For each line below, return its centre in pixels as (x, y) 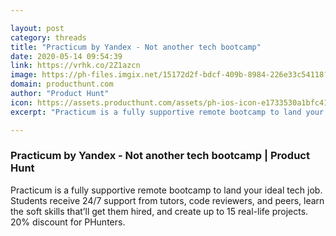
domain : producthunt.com (62, 84)
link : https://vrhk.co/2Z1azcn (75, 66)
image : (24, 75)
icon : (21, 102)
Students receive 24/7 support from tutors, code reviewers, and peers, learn (167, 200)
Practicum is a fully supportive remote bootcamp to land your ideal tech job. (166, 190)
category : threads (48, 37)
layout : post (37, 28)
